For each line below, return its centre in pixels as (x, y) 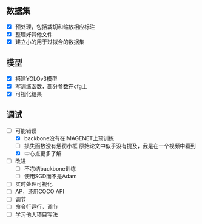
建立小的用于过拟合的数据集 (50, 42)
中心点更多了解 (43, 153)
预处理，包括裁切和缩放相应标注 (55, 27)
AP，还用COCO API (40, 192)
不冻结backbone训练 (50, 169)
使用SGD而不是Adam (50, 176)
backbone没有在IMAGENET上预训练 (69, 138)
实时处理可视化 (34, 184)
